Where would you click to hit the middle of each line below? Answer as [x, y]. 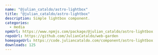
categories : [17, 23]
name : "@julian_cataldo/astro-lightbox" [47, 9]
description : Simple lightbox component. [48, 18]
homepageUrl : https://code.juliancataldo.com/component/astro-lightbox [79, 41]
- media [17, 27]
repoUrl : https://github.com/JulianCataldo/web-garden [62, 36]
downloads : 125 [20, 45]
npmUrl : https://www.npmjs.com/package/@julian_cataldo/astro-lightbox [79, 32]
